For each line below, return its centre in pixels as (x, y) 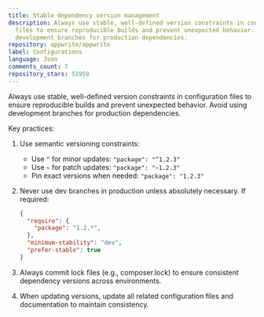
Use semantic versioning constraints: (79, 143)
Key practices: (31, 128)
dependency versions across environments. (90, 281)
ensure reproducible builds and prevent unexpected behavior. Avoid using (128, 105)
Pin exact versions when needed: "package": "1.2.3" (117, 175)
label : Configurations (45, 52)
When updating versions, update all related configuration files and (126, 296)
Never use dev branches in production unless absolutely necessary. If (132, 190)
